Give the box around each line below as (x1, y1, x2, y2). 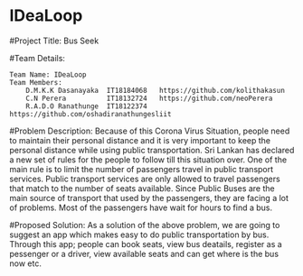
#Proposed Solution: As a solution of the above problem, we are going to (9, 219, 280, 230)
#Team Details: (9, 52, 66, 63)
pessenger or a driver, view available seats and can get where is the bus (9, 248, 279, 259)
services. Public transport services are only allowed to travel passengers (9, 173, 280, 184)
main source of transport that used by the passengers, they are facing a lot (9, 192, 289, 203)
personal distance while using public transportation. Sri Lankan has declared (9, 144, 295, 155)
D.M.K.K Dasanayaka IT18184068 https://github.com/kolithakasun (25, 86, 285, 95)
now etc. (9, 258, 43, 269)
